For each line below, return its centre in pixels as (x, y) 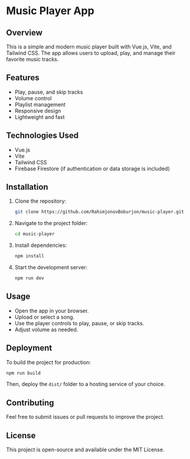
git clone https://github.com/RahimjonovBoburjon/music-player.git (99, 212)
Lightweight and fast (40, 117)
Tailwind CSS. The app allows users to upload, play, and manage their (91, 53)
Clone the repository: (40, 201)
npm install (29, 256)
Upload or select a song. (45, 317)
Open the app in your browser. (52, 311)
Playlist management (40, 104)
